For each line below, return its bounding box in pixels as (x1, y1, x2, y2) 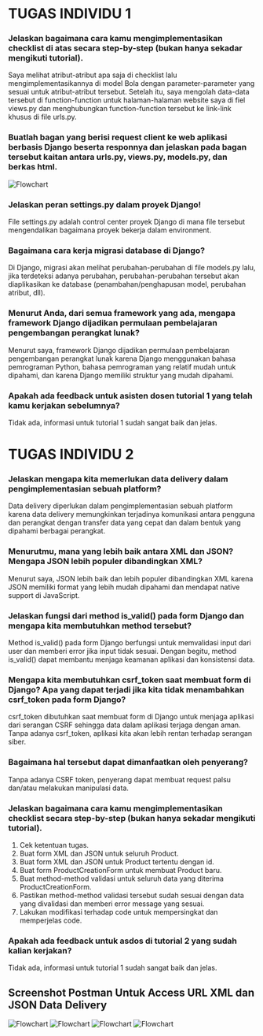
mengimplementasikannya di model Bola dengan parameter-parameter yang (8, 79, 255, 88)
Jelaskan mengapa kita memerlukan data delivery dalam (8, 473, 229, 485)
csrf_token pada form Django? (8, 694, 126, 705)
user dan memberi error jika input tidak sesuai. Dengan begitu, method (8, 647, 237, 656)
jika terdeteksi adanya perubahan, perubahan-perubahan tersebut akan (8, 271, 239, 280)
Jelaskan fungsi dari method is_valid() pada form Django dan (8, 610, 245, 621)
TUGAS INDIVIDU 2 (8, 446, 134, 463)
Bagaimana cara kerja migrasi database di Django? (8, 245, 206, 256)
